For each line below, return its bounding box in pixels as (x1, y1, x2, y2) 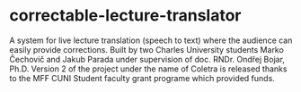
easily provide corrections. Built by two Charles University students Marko (9, 44, 285, 54)
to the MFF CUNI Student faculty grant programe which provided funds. (9, 72, 276, 83)
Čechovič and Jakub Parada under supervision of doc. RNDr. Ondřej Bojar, (9, 54, 286, 64)
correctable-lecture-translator (9, 5, 242, 26)
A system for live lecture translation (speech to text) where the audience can (9, 35, 293, 46)
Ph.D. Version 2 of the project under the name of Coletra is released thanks (9, 63, 288, 74)
